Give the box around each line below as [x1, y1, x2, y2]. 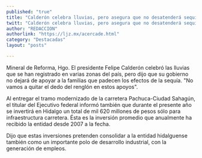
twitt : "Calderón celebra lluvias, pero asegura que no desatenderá [6, 20, 182, 26]
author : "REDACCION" [6, 25, 58, 32]
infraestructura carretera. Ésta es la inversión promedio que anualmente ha [6, 114, 192, 121]
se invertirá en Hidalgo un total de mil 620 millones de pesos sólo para [6, 108, 181, 115]
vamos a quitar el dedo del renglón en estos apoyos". [6, 83, 138, 90]
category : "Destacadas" [6, 37, 66, 43]
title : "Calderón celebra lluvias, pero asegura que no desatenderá [6, 14, 182, 20]
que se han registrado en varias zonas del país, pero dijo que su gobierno [6, 70, 189, 77]
